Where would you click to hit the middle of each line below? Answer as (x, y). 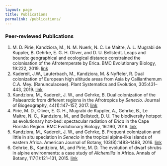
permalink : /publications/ (33, 19)
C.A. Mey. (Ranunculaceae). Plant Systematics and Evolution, (75, 84)
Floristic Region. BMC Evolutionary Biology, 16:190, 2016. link (75, 126)
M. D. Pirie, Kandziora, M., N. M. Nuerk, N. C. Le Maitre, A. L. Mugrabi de (86, 47)
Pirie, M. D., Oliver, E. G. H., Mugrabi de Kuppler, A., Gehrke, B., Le (80, 110)
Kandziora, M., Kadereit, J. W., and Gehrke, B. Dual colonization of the (84, 94)
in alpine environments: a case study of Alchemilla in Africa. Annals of (84, 153)
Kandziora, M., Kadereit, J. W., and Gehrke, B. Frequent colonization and (86, 132)
